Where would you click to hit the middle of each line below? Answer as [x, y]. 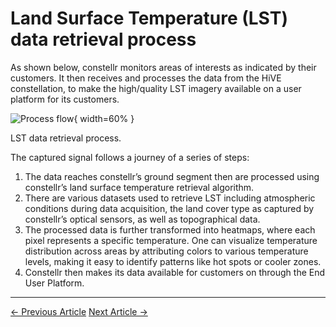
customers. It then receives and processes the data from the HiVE [146, 78]
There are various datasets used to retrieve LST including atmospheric [170, 198]
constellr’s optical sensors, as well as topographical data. [142, 219]
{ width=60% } [104, 118]
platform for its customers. [65, 99]
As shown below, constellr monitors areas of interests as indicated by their [163, 67]
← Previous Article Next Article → [79, 311]
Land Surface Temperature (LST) [149, 18]
